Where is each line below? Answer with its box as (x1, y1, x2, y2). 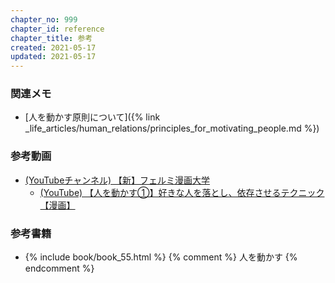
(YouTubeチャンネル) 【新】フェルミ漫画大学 (24, 174, 210, 186)
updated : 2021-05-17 (10, 52, 97, 62)
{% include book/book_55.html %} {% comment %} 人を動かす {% (24, 251, 298, 263)
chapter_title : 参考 (10, 33, 93, 43)
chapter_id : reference (10, 24, 105, 34)
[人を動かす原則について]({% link (24, 111, 161, 123)
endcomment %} (24, 262, 95, 275)
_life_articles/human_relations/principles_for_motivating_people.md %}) (24, 122, 320, 135)
